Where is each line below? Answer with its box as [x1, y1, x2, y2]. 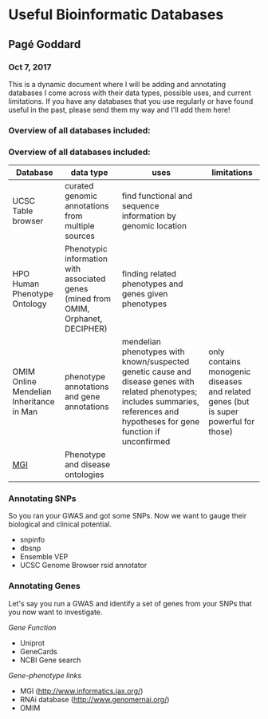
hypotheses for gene [121, 416, 200, 427]
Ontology [12, 298, 47, 309]
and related [208, 386, 251, 397]
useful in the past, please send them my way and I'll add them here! [8, 105, 231, 114]
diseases [208, 376, 242, 387]
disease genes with [121, 376, 195, 387]
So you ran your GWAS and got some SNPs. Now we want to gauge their [8, 511, 247, 521]
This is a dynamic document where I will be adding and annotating [8, 79, 227, 89]
